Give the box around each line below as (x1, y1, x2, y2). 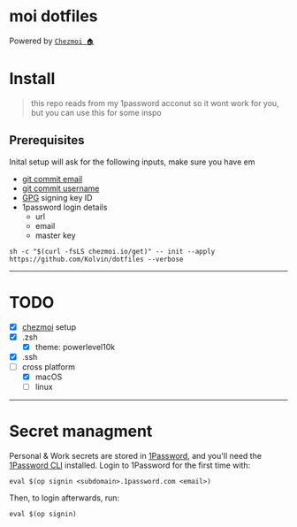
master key (34, 230, 77, 241)
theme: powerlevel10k (34, 341, 116, 352)
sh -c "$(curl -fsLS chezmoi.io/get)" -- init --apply (9, 247, 216, 256)
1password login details (21, 202, 108, 212)
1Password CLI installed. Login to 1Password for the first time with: (9, 460, 251, 470)
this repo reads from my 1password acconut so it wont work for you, (30, 97, 280, 108)
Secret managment (9, 422, 153, 441)
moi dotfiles (9, 6, 99, 27)
